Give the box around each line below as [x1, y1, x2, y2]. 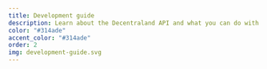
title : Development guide [8, 11, 94, 20]
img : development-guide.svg [8, 48, 102, 56]
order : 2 [8, 41, 38, 49]
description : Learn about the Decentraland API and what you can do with [8, 19, 260, 27]
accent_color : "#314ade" [8, 33, 91, 42]
